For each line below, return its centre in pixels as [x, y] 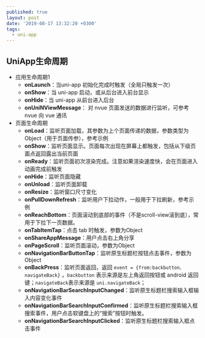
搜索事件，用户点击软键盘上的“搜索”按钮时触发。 [86, 313]
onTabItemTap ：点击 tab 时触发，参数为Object [84, 230]
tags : [13, 29]
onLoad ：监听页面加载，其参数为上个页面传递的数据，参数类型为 [106, 130]
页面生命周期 [31, 122]
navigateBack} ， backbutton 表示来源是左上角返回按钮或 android [105, 275]
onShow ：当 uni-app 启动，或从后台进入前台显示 [87, 92]
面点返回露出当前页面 [51, 153]
